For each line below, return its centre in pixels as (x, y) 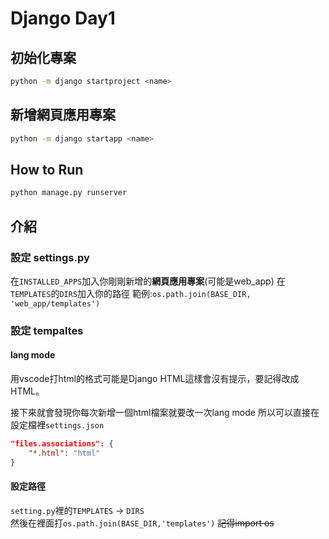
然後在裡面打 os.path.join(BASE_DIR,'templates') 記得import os (142, 523)
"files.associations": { (62, 444)
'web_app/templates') (55, 303)
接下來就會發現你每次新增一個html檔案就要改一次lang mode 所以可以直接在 (165, 413)
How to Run (47, 169)
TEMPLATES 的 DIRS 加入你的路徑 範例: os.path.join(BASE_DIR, (131, 293)
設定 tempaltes (47, 330)
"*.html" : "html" (64, 453)
